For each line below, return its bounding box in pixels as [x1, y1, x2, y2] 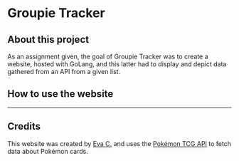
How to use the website [7, 88, 114, 100]
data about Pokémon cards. [7, 147, 89, 155]
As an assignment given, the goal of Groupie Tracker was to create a [7, 52, 208, 61]
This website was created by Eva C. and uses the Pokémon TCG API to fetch [7, 139, 231, 147]
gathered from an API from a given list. [7, 68, 121, 76]
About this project [7, 33, 90, 46]
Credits [7, 120, 41, 133]
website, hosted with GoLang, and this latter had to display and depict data [7, 60, 227, 68]
